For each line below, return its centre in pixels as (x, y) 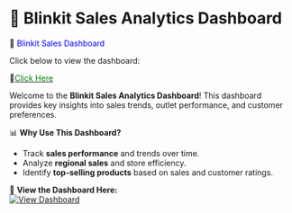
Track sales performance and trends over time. (111, 153)
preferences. (33, 114)
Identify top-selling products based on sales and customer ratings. (147, 172)
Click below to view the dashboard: (75, 60)
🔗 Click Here (32, 78)
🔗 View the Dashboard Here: (64, 190)
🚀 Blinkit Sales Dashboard (57, 43)
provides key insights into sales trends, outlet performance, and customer (146, 105)
